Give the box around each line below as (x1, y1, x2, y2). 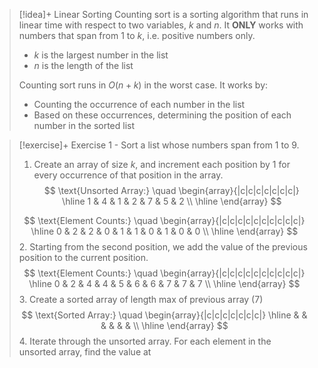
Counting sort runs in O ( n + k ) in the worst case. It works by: (18, 79, 269, 91)
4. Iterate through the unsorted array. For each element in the (18, 335, 272, 347)
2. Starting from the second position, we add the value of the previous (18, 241, 308, 253)
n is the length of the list (33, 60, 134, 71)
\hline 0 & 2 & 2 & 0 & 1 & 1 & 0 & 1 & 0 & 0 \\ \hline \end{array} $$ (30, 225, 299, 237)
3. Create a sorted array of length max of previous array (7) (18, 294, 264, 305)
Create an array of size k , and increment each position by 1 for (33, 159, 291, 170)
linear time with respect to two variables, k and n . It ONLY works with (18, 19, 304, 31)
